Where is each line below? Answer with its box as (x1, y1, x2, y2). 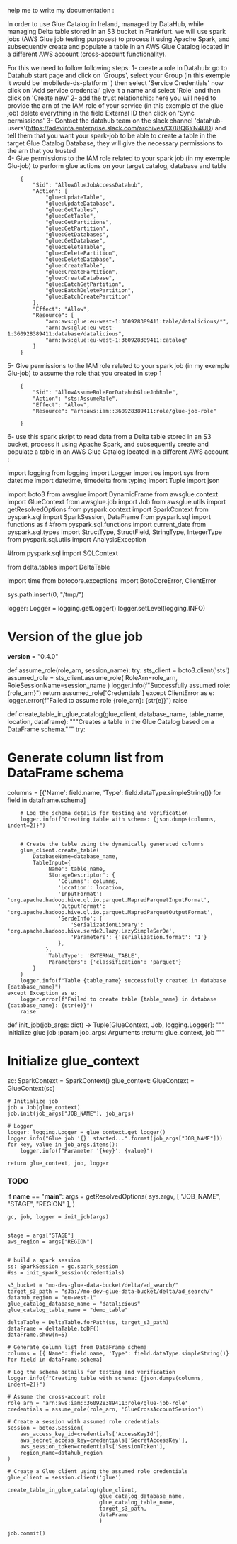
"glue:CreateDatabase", (45, 274, 115, 282)
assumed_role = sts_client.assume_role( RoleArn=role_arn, (7, 673, 178, 682)
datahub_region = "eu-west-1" (7, 1294, 97, 1301)
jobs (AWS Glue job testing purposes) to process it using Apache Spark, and (7, 35, 230, 43)
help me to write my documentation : (7, 6, 115, 14)
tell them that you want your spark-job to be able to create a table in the (7, 131, 216, 140)
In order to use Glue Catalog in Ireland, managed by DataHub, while (7, 20, 204, 28)
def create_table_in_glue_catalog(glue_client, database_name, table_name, (7, 709, 225, 718)
